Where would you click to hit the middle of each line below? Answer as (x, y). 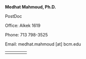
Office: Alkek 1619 (23, 25)
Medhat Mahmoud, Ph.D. (31, 7)
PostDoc (14, 16)
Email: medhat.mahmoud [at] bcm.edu (43, 44)
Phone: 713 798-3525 (27, 35)
